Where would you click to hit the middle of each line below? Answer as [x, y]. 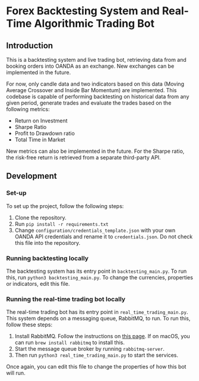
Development [32, 176]
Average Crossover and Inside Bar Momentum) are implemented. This [91, 90]
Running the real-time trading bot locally [66, 299]
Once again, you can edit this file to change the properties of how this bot [96, 367]
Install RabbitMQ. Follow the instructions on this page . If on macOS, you [102, 336]
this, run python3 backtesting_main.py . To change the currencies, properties [99, 277]
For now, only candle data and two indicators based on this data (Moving [95, 84]
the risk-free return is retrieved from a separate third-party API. [84, 158]
